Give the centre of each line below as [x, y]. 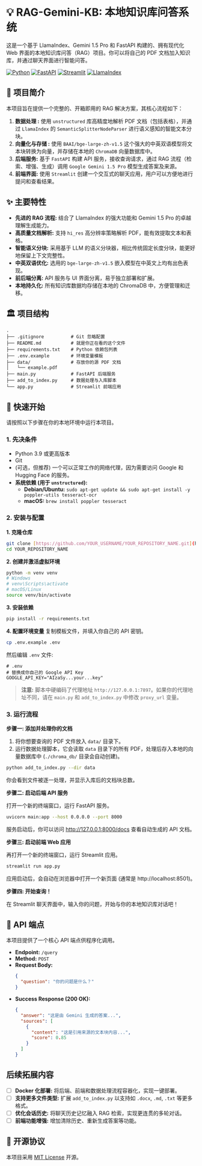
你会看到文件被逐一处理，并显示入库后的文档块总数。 [72, 780]
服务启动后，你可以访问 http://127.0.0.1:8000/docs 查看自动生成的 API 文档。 [101, 829]
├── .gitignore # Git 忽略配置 [56, 337]
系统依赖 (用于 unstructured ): [51, 483]
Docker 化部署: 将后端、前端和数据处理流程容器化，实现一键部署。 [97, 1090]
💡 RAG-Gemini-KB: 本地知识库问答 [93, 12]
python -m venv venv [32, 573]
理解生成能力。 [33, 225]
